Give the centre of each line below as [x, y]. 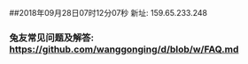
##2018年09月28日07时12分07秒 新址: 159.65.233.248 [108, 13]
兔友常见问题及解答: [52, 38]
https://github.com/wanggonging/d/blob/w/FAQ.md [124, 49]
